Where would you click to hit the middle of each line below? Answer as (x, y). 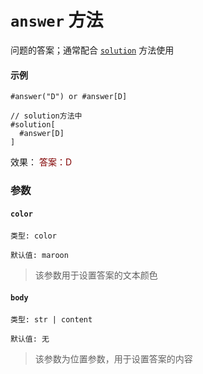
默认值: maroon (39, 256)
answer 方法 (57, 20)
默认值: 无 (30, 339)
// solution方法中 (46, 116)
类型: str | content (51, 320)
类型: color (33, 236)
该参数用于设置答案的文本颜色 (96, 275)
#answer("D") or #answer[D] (69, 97)
